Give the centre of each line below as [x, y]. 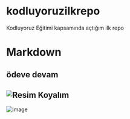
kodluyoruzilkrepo [53, 11]
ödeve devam [32, 75]
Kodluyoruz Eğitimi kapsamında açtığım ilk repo [65, 28]
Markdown [34, 52]
